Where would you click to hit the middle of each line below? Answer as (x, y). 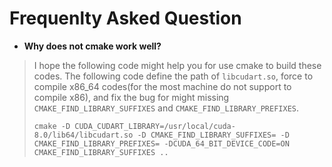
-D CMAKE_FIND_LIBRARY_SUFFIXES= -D (213, 135)
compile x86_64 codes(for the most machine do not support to (162, 86)
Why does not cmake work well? (92, 46)
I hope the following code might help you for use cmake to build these (177, 65)
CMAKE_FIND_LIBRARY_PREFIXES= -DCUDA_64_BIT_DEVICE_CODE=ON (161, 143)
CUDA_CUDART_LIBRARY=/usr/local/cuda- (155, 126)
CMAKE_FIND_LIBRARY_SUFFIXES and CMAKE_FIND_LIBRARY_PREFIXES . (166, 108)
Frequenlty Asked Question (125, 18)
